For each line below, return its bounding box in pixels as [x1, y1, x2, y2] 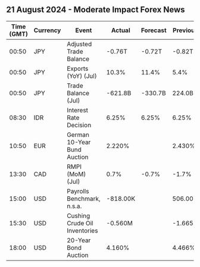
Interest [66, 106, 88, 114]
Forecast [140, 26, 167, 34]
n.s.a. [66, 202, 82, 210]
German [66, 130, 89, 139]
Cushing [66, 211, 90, 219]
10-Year [66, 138, 91, 146]
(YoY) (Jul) [66, 71, 97, 80]
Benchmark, [66, 194, 101, 203]
